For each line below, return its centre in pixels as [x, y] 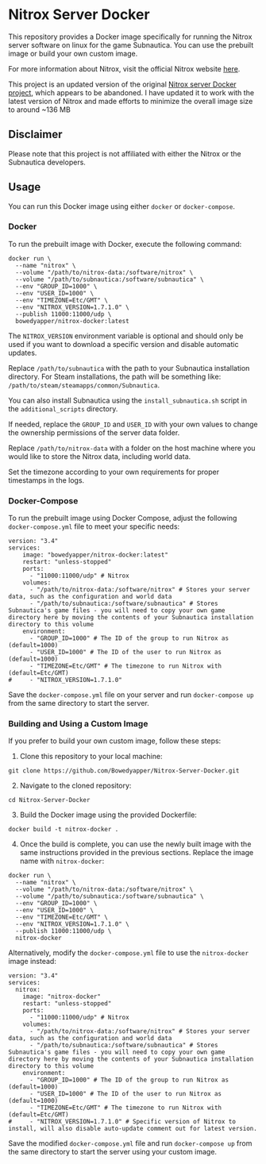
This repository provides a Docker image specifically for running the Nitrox [130, 37]
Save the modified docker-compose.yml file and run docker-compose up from [130, 1143]
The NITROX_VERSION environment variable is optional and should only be [126, 336]
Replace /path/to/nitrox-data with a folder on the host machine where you [132, 448]
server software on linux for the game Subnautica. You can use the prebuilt [131, 44]
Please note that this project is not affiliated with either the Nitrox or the [125, 153]
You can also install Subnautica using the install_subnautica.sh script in [128, 400]
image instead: [33, 962]
